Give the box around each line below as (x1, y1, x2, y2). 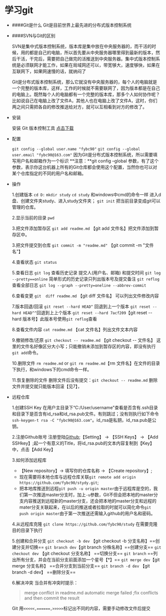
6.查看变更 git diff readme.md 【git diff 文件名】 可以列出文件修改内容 (11, 293, 160, 299)
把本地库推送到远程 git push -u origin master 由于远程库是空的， (19, 485, 154, 491)
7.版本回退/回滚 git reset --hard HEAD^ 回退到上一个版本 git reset (11, 303, 151, 309)
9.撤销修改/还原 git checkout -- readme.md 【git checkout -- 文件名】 (11, 337, 156, 343)
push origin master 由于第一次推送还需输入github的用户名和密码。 (19, 510, 156, 516)
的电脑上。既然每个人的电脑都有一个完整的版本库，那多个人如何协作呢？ (11, 91, 160, 97)
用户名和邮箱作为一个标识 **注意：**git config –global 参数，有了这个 (16, 158, 159, 164)
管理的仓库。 (11, 204, 38, 210)
